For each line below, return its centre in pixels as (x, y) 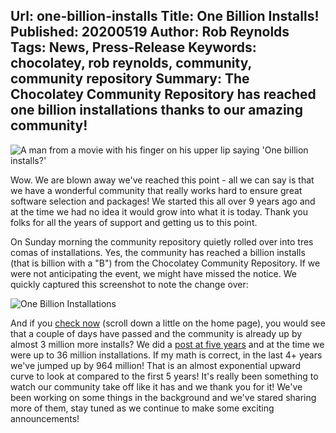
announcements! (45, 418)
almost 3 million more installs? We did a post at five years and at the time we (167, 344)
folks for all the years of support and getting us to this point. (134, 222)
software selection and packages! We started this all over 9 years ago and (163, 201)
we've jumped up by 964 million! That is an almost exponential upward (156, 365)
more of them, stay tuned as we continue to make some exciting (142, 408)
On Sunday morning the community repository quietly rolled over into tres (162, 241)
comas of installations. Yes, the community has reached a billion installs (158, 252)
